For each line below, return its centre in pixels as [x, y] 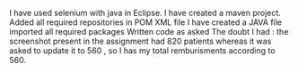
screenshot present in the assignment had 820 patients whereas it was [140, 41]
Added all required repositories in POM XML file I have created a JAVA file [146, 22]
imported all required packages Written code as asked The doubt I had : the [149, 32]
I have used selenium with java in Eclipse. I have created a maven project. [145, 13]
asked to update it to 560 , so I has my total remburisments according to [142, 51]
